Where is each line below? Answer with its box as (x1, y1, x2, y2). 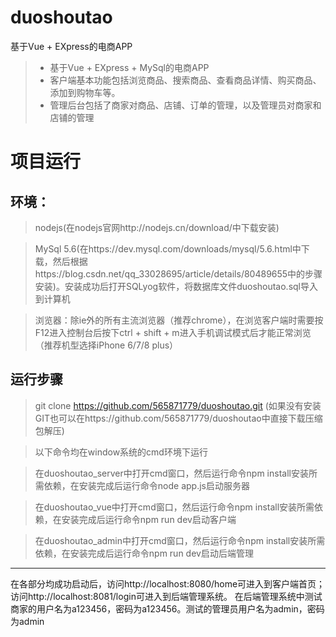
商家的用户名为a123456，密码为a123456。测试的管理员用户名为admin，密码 (10, 602, 325, 615)
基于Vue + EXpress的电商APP (10, 40, 133, 52)
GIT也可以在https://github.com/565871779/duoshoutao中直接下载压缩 (34, 412, 323, 424)
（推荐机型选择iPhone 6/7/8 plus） (34, 339, 179, 351)
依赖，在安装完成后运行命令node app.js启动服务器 (43, 479, 250, 491)
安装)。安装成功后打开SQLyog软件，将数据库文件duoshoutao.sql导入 (34, 280, 319, 292)
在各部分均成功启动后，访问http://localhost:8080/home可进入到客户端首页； (10, 577, 326, 590)
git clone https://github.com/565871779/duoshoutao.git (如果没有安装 (34, 399, 322, 411)
